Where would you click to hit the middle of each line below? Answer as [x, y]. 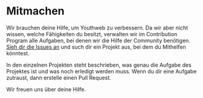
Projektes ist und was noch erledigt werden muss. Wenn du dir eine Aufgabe [101, 71]
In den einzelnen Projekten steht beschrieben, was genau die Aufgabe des [99, 65]
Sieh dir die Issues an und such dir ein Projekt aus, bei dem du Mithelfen [96, 47]
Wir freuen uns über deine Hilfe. [46, 89]
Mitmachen [35, 11]
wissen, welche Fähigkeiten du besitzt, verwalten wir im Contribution [92, 34]
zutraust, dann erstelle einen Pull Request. [59, 78]
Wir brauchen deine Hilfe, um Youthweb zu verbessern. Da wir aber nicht [97, 28]
